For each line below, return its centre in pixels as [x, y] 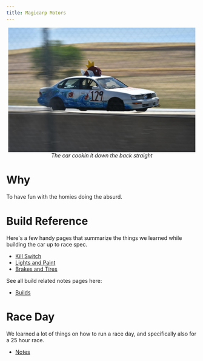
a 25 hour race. [25, 340]
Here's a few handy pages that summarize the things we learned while [94, 238]
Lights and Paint [35, 262]
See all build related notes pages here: [54, 280]
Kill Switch [28, 256]
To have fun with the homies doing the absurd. [64, 197]
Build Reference [47, 221]
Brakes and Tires [36, 269]
